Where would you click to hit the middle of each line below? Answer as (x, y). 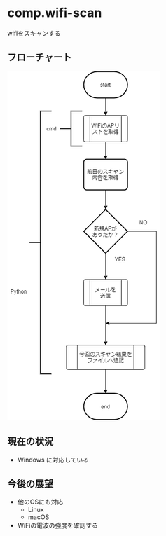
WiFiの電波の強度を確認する (57, 525)
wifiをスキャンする (34, 33)
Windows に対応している (53, 460)
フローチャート (40, 57)
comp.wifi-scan (55, 13)
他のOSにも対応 (40, 502)
